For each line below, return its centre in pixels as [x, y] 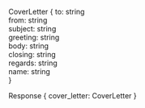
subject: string [32, 29]
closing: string [32, 54]
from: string [28, 20]
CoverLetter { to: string [47, 12]
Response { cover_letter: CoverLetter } [73, 96]
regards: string [33, 63]
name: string [30, 71]
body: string [29, 46]
